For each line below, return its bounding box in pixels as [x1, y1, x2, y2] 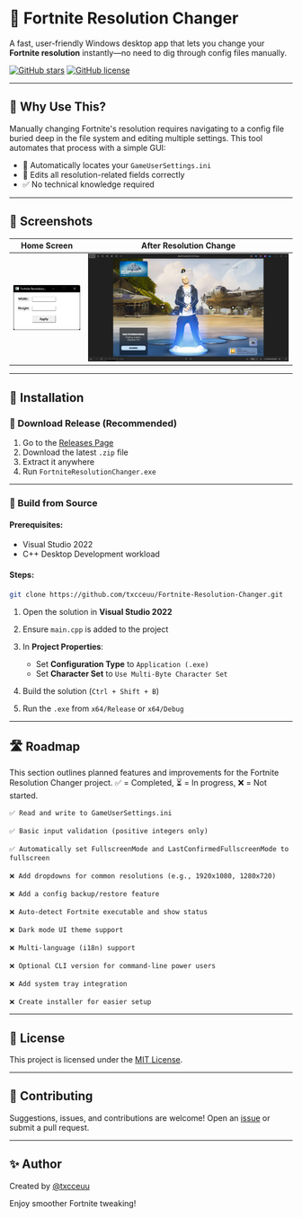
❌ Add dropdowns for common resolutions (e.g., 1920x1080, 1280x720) [9, 872, 277, 881]
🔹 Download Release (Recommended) [9, 417, 178, 430]
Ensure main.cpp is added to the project [22, 624, 169, 635]
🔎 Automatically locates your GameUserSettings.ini [22, 159, 211, 170]
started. [9, 790, 39, 801]
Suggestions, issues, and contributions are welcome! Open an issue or [9, 1112, 271, 1123]
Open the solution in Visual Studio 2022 [22, 607, 173, 618]
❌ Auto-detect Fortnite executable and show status [9, 908, 209, 917]
